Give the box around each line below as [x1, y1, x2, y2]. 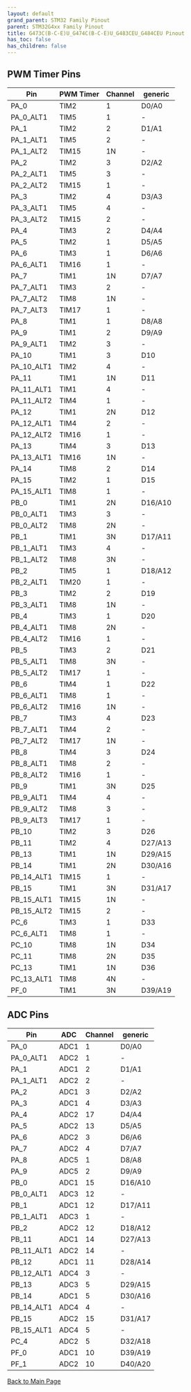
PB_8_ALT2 [10, 770, 48, 779]
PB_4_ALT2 [10, 634, 48, 643]
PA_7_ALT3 [10, 305, 48, 315]
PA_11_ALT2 [10, 396, 52, 405]
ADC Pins [7, 1009, 49, 1021]
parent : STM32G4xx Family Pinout [7, 23, 104, 30]
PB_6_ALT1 [10, 690, 48, 700]
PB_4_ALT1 [10, 622, 48, 632]
